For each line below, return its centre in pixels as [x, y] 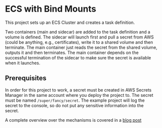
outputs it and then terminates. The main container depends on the [72, 53]
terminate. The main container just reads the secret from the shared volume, [81, 47]
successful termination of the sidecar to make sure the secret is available [78, 57]
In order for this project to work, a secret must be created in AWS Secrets [78, 90]
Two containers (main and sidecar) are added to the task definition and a [78, 32]
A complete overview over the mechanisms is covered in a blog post [73, 120]
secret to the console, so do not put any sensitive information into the [74, 105]
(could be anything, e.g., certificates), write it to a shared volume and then [79, 42]
